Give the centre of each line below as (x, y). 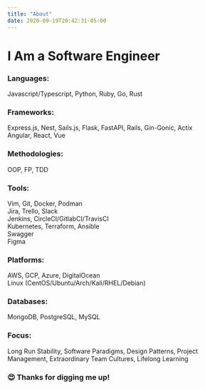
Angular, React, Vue (37, 136)
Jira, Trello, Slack (33, 211)
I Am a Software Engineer (84, 56)
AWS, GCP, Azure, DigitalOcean (54, 276)
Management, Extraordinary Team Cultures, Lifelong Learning (98, 358)
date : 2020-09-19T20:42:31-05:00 (57, 21)
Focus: (20, 335)
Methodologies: (36, 154)
